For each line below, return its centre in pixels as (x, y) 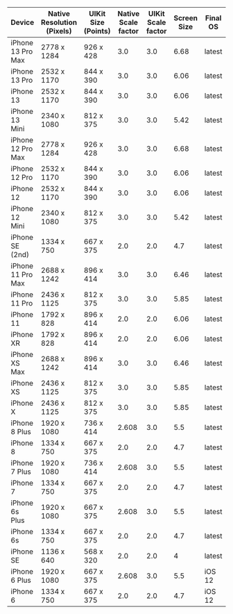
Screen (185, 18)
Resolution (59, 22)
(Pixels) (59, 31)
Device (23, 22)
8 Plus (21, 432)
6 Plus (21, 580)
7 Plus (21, 472)
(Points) (97, 31)
